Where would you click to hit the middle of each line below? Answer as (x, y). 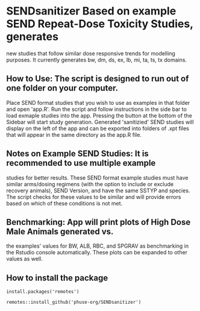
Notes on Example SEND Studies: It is (77, 154)
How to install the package (57, 278)
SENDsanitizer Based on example (91, 11)
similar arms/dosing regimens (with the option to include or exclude (90, 184)
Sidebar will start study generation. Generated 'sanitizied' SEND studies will (100, 122)
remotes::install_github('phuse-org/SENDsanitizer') (74, 303)
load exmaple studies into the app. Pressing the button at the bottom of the (99, 115)
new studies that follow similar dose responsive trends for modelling (91, 53)
